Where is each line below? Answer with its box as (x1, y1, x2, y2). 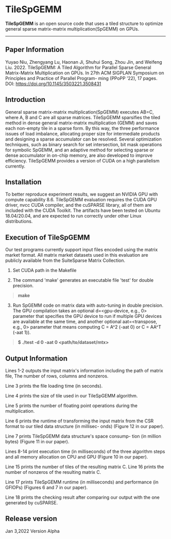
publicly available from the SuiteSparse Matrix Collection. (5, 257, 126, 263)
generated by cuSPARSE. (5, 500, 58, 505)
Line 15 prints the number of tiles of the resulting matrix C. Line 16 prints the (5, 464, 164, 470)
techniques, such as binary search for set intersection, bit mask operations (5, 141, 162, 147)
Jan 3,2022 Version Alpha (5, 528, 60, 534)
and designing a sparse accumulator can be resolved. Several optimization (5, 136, 162, 142)
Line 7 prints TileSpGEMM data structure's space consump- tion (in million (5, 433, 161, 439)
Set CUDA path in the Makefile (12, 267, 77, 274)
